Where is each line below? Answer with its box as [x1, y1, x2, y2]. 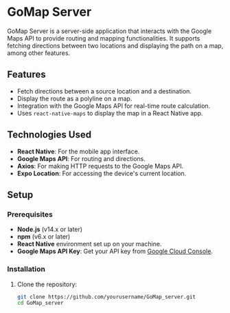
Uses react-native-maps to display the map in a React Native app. [16, 109, 203, 117]
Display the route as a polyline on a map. [16, 94, 133, 102]
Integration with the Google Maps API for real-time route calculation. [16, 101, 211, 110]
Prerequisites [7, 209, 53, 219]
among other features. [7, 49, 71, 57]
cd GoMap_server [16, 300, 64, 307]
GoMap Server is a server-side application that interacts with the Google [7, 27, 212, 35]
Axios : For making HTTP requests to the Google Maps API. [16, 162, 184, 170]
